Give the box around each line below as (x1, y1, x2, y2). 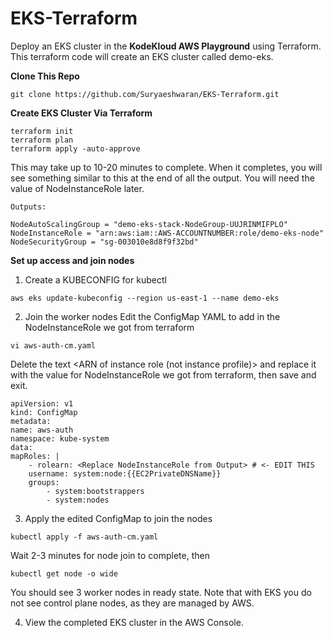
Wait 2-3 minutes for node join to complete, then (10, 549, 210, 561)
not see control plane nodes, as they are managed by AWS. (10, 597, 255, 609)
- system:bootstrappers (46, 486, 145, 496)
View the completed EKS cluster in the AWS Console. (24, 616, 244, 628)
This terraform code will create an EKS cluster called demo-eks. (10, 50, 274, 62)
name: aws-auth (10, 425, 74, 435)
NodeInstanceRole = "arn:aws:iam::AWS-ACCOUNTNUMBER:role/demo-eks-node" (10, 228, 325, 238)
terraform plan (10, 135, 74, 145)
